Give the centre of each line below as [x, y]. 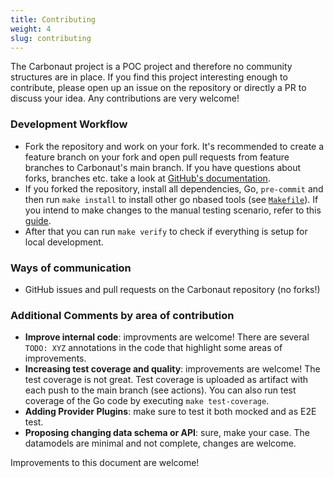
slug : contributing [51, 38]
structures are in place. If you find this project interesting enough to [149, 77]
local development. [64, 242]
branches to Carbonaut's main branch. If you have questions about [163, 167]
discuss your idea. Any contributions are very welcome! [125, 98]
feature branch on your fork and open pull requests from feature [157, 157]
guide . [38, 220]
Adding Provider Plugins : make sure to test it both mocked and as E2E [170, 412]
